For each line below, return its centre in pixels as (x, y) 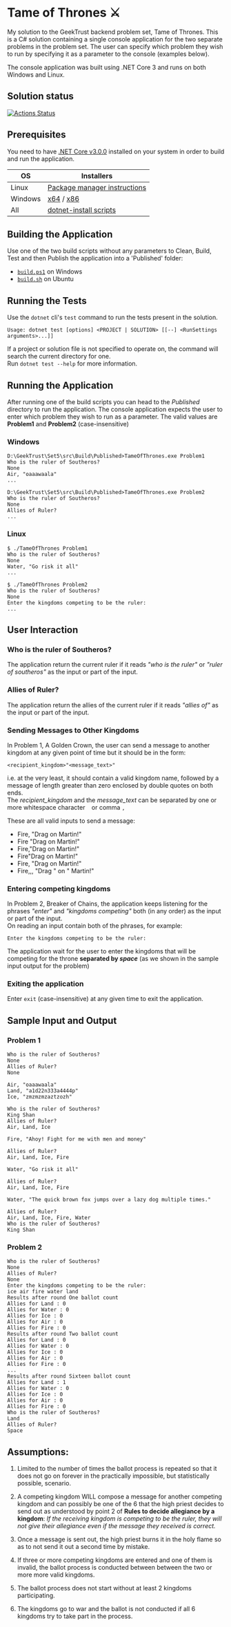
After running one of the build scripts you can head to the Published (103, 402)
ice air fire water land (43, 1292)
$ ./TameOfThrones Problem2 (48, 584)
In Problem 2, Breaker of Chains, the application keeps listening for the (108, 904)
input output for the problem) (48, 966)
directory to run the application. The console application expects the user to (115, 409)
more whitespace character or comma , (66, 807)
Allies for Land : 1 (37, 1382)
